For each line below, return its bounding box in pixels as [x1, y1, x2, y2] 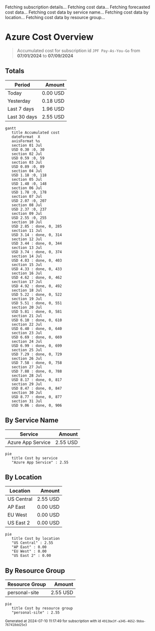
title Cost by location [11, 536, 60, 541]
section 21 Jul [11, 313, 42, 318]
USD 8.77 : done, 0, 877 [11, 394, 62, 399]
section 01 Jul [11, 143, 42, 148]
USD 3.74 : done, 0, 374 [11, 249, 62, 254]
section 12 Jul [11, 236, 42, 242]
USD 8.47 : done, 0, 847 [11, 386, 62, 391]
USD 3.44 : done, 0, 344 [11, 241, 62, 246]
